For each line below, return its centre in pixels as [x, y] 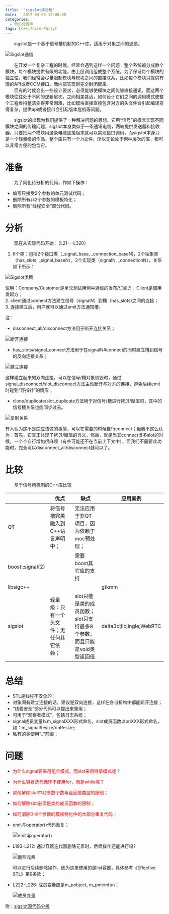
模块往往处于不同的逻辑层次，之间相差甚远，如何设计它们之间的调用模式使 [82, 97]
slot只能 [84, 596]
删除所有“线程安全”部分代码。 [43, 206]
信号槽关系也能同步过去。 [39, 407]
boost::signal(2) [26, 567]
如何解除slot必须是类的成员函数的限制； [54, 803]
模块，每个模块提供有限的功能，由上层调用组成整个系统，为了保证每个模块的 [84, 72]
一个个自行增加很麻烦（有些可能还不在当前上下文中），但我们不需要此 [86, 441]
